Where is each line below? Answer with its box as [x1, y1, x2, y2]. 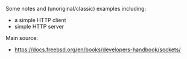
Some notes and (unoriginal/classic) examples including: [5, 5, 146, 12]
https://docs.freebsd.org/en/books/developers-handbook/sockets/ [14, 46, 181, 53]
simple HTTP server [14, 23, 65, 30]
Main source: [5, 35, 39, 41]
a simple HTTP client [14, 17, 66, 23]
